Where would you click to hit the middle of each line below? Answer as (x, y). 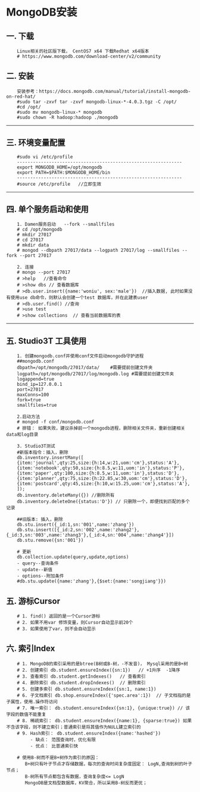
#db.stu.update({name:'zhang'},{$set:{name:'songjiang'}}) (92, 581)
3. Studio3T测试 (36, 446)
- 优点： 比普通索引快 (54, 746)
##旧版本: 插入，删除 (40, 520)
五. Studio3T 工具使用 (46, 341)
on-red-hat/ (21, 96)
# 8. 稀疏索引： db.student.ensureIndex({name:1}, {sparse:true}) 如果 (104, 721)
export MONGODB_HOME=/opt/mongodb (60, 167)
